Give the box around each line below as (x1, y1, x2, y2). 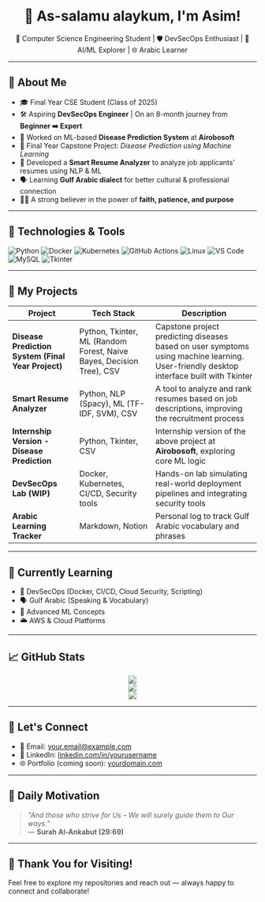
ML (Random (79, 336, 128, 347)
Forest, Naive (79, 346, 129, 357)
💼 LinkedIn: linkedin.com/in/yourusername (19, 750, 158, 759)
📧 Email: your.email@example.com (19, 742, 132, 751)
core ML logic (155, 456, 207, 467)
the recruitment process (155, 413, 244, 424)
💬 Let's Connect (8, 720, 88, 734)
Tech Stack (91, 308, 136, 319)
